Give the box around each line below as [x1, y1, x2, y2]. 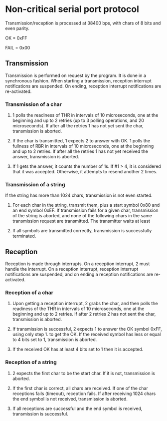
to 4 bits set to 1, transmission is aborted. [12, 337, 97, 343]
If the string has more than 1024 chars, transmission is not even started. [5, 192, 153, 198]
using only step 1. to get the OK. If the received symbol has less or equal [12, 331, 161, 338]
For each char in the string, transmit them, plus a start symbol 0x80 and [12, 202, 160, 208]
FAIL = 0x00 [5, 44, 30, 50]
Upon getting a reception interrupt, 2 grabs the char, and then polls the [12, 301, 158, 307]
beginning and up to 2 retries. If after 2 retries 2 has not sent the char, [12, 311, 156, 317]
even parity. [5, 25, 30, 31]
